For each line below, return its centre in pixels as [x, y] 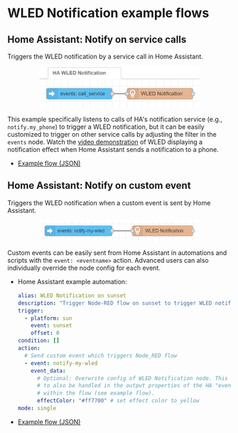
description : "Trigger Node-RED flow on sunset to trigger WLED [115, 303]
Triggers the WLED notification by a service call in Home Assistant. [106, 56]
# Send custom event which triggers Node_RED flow [101, 355]
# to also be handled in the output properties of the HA [124, 386]
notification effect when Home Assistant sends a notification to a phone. [113, 150]
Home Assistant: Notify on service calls [97, 40]
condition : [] [38, 341]
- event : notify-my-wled [61, 363]
